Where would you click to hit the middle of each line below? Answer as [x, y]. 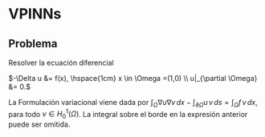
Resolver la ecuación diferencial [61, 62]
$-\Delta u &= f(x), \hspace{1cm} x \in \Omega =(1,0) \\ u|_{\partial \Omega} [133, 78]
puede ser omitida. [39, 124]
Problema [33, 44]
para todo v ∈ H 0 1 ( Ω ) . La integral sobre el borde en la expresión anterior [128, 114]
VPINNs [35, 14]
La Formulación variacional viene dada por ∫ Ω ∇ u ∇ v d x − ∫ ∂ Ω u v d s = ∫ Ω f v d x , [133, 103]
